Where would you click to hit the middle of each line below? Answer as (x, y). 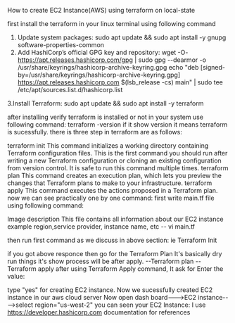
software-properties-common (61, 45)
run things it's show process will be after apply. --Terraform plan (101, 261)
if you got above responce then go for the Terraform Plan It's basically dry (115, 254)
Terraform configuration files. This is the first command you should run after (118, 153)
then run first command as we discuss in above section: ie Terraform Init (112, 240)
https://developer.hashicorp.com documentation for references (99, 312)
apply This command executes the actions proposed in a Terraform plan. (113, 190)
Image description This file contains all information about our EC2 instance (115, 219)
